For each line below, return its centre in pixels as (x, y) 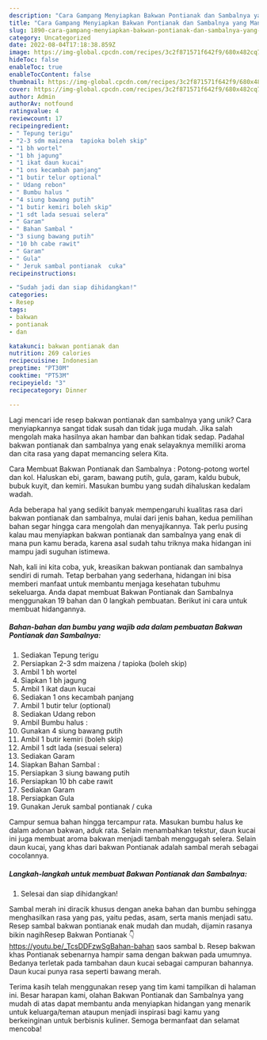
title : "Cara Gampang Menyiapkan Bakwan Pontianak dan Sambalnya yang (128, 23)
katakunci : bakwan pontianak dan (64, 346)
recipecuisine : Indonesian (53, 361)
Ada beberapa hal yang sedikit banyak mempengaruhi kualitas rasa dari (126, 509)
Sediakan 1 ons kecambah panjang (77, 697)
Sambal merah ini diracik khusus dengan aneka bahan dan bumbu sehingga (133, 909)
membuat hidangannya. (48, 609)
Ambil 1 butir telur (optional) (66, 706)
